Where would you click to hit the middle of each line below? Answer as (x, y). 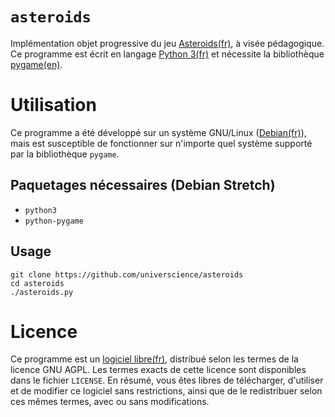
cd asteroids (37, 283)
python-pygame (54, 221)
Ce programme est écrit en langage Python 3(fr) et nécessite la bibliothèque (167, 54)
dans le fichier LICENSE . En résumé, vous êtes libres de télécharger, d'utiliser (167, 380)
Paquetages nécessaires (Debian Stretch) (143, 185)
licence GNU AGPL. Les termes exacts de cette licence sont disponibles (158, 370)
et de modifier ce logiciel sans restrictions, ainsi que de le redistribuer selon (166, 391)
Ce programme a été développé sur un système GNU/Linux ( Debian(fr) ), (158, 132)
